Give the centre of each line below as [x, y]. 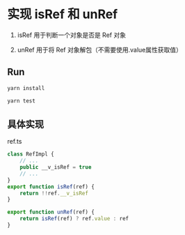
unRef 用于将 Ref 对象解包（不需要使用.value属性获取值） [99, 50]
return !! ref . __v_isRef [54, 193]
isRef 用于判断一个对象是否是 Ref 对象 [72, 35]
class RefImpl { [31, 154]
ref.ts [15, 142]
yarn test [22, 101]
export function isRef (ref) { [51, 187]
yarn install [26, 88]
